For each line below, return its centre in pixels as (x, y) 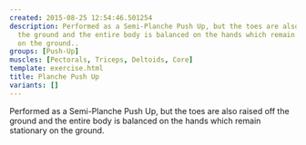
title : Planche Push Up (55, 77)
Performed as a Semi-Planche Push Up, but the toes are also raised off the (149, 111)
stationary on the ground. (57, 130)
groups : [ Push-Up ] (44, 52)
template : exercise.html (56, 69)
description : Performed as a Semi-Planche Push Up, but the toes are (144, 26)
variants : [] (34, 85)
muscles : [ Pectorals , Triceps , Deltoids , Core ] (102, 60)
